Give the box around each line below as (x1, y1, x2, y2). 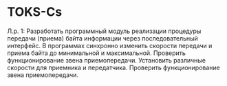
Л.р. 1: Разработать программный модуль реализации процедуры (7, 27, 202, 35)
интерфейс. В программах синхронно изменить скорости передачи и (7, 41, 213, 50)
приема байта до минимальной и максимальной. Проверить (7, 49, 186, 57)
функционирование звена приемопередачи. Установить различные (7, 56, 206, 64)
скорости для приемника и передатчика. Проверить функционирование (7, 63, 220, 72)
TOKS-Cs (7, 4, 63, 20)
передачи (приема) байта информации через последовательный (7, 34, 198, 42)
